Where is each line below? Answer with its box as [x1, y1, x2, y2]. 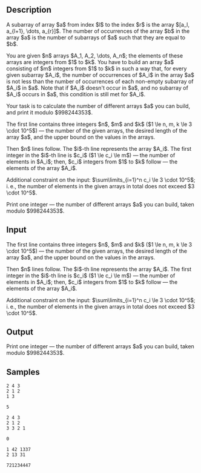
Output [6, 327, 33, 337]
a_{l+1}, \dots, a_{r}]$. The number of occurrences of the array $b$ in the [6, 27, 190, 35]
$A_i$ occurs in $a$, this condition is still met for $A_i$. [6, 90, 146, 98]
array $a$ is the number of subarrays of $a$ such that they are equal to [6, 33, 186, 41]
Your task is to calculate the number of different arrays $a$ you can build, [6, 102, 191, 110]
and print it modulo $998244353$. [6, 108, 93, 116]
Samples [6, 366, 41, 377]
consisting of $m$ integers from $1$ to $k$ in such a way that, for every [6, 65, 187, 72]
